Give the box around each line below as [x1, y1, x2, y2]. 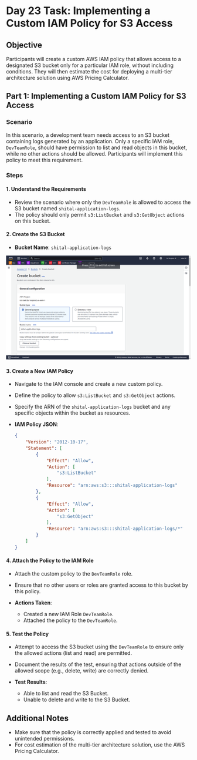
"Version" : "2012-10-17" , [25, 439, 89, 445]
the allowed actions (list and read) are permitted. [14, 650, 133, 657]
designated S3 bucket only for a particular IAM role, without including [6, 62, 174, 69]
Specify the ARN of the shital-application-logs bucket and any [14, 403, 171, 411]
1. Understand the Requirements [6, 186, 87, 193]
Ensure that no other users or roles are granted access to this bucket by [14, 581, 189, 589]
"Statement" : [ [25, 445, 63, 451]
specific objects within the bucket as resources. [14, 409, 131, 416]
